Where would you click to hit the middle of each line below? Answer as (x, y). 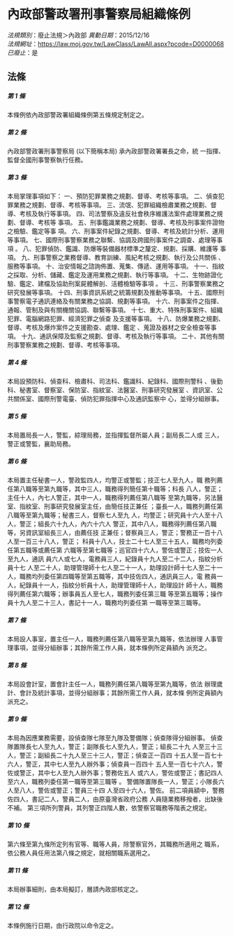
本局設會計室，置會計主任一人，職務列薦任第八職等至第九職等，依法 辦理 (112, 684)
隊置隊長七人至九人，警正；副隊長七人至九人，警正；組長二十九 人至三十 (112, 747)
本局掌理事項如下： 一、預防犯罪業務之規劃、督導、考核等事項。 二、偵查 (113, 196)
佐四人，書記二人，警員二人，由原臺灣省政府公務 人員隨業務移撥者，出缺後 (115, 799)
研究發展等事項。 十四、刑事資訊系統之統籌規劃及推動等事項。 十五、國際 (113, 293)
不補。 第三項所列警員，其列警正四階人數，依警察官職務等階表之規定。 (109, 808)
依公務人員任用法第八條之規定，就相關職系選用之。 (81, 853)
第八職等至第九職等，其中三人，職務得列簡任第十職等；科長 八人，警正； (118, 489)
